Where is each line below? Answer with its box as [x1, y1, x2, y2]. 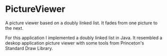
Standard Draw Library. [5, 45, 53, 51]
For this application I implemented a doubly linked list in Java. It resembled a [5, 35, 162, 41]
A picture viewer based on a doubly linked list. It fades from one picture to [5, 20, 157, 26]
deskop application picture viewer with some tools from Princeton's [5, 40, 144, 46]
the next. [5, 25, 23, 31]
